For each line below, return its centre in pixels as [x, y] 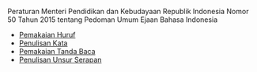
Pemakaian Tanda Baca [57, 51]
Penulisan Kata [43, 43]
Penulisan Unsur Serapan [60, 59]
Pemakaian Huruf [47, 35]
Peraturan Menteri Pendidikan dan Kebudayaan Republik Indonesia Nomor [128, 11]
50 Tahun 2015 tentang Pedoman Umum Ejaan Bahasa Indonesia [113, 20]
